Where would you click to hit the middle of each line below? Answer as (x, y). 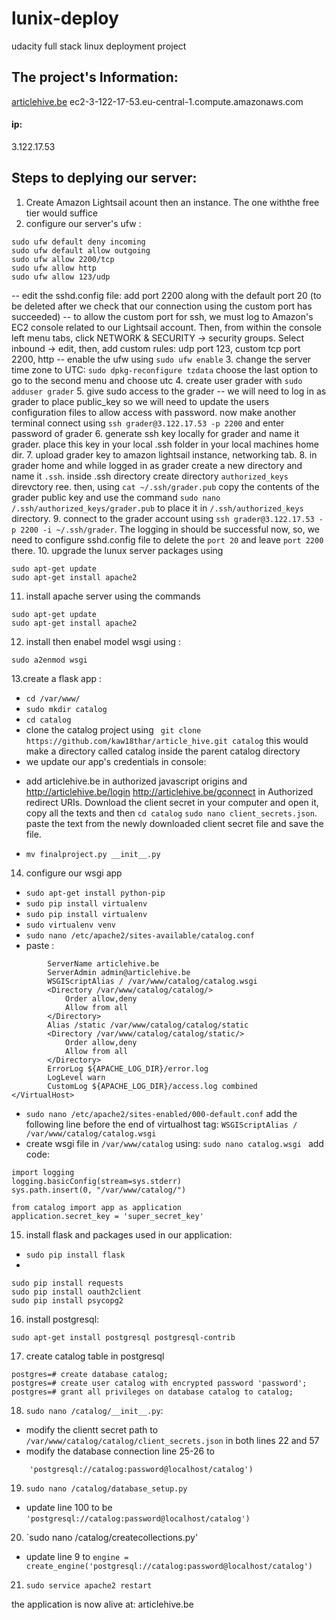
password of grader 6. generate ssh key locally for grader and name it (155, 433)
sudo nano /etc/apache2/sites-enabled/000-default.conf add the (161, 1113)
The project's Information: (95, 77)
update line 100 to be (69, 1507)
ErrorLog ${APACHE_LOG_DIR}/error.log (128, 1068)
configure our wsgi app (74, 873)
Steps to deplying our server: (104, 178)
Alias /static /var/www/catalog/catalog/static (148, 1025)
